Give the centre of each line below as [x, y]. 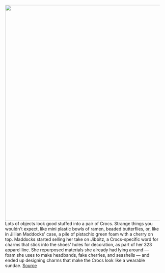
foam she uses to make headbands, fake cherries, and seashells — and [77, 255]
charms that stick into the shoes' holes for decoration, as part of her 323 [79, 245]
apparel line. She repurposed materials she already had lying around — [77, 250]
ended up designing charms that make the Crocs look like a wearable [75, 260]
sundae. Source [21, 266]
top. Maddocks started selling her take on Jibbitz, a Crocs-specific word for [82, 239]
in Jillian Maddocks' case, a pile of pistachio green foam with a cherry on [79, 234]
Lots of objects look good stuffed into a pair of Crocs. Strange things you [79, 224]
